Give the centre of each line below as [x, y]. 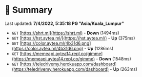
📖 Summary [29, 10]
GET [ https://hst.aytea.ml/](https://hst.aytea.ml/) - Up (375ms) [73, 38]
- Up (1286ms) [99, 48]
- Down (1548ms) [113, 58]
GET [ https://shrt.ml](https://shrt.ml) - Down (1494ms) [65, 33]
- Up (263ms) [124, 69]
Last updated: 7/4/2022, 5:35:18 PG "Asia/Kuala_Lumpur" [64, 23]
